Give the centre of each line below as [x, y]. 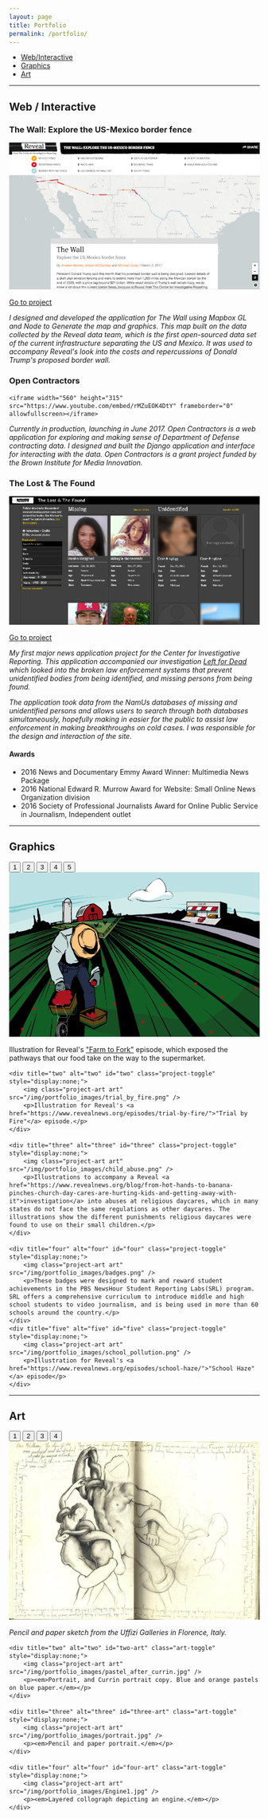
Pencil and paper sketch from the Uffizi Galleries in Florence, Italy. [118, 1632]
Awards [22, 754]
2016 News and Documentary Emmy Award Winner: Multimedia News [134, 772]
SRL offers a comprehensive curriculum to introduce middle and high [127, 1296]
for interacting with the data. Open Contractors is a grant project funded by [133, 454]
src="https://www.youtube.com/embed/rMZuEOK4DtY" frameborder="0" [121, 407]
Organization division [55, 797]
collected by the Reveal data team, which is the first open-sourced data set [133, 334]
